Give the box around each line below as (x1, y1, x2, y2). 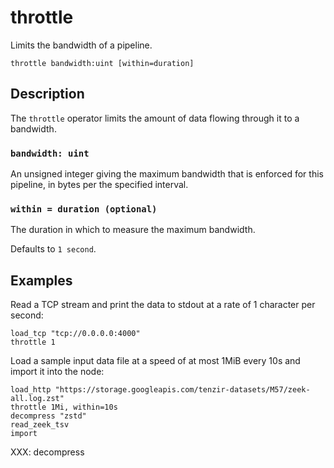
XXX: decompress (10, 446, 85, 458)
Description (10, 86, 85, 103)
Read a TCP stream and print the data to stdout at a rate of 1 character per (10, 299, 316, 311)
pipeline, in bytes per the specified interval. (10, 179, 189, 191)
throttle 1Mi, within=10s (10, 402, 118, 413)
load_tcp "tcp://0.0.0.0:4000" (10, 329, 141, 339)
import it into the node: (10, 366, 105, 378)
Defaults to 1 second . (10, 243, 97, 255)
